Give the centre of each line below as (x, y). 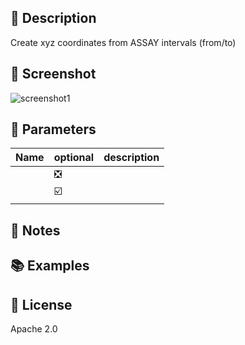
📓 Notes (35, 230)
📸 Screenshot (53, 74)
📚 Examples (50, 266)
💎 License (41, 304)
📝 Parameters (53, 129)
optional (74, 158)
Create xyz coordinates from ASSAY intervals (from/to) (123, 42)
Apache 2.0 (34, 329)
